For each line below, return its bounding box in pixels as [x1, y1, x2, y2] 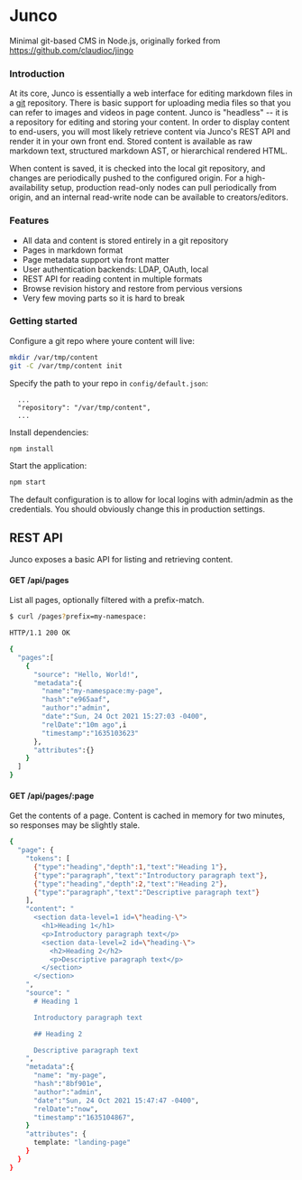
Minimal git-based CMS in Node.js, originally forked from [9, 35, 221, 46]
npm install [9, 444, 54, 453]
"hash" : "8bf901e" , [32, 1080, 103, 1089]
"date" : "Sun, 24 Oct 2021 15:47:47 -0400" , [32, 1096, 200, 1105]
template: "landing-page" [32, 1138, 131, 1147]
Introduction [9, 67, 65, 79]
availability [9, 182, 50, 193]
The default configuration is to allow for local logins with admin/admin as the [9, 494, 294, 506]
